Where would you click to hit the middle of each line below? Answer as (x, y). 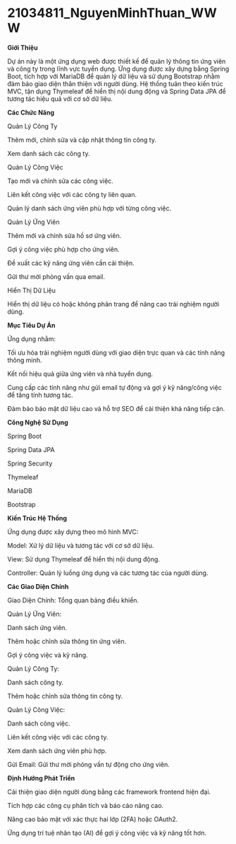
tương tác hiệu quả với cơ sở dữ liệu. (60, 99)
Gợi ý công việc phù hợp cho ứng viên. (63, 249)
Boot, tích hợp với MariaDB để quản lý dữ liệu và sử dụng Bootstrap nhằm (114, 76)
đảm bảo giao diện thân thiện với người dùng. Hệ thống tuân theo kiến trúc (115, 83)
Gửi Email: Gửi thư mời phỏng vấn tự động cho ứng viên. (89, 764)
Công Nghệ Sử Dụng (38, 422)
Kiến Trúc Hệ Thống (37, 518)
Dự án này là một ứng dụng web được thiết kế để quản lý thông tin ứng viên (117, 61)
